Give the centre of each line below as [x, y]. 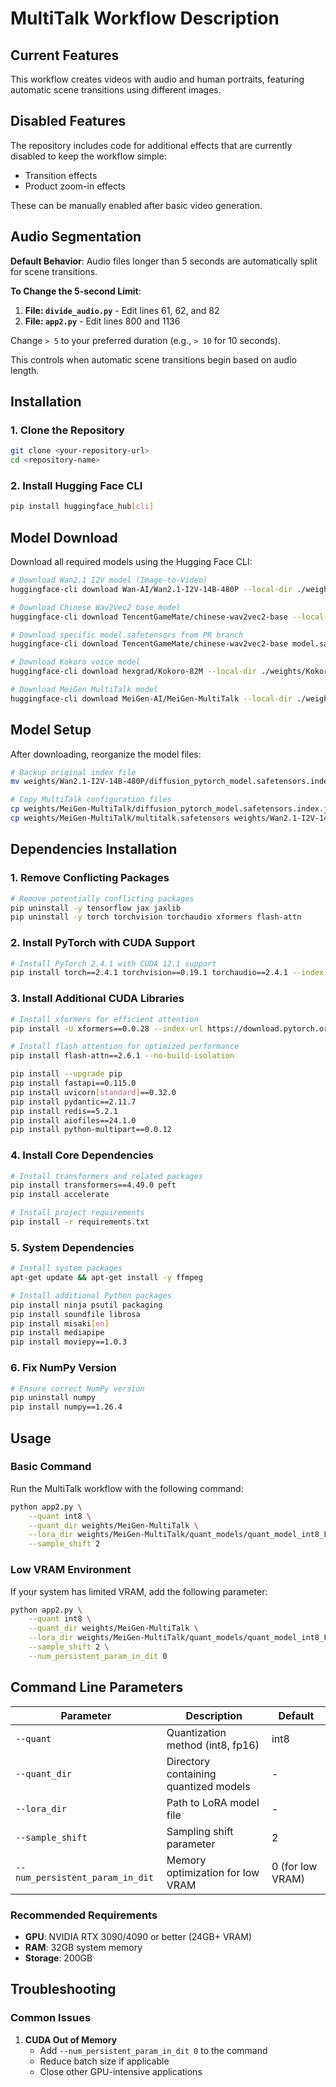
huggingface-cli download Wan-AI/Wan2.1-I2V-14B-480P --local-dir [151, 589]
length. [25, 370]
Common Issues [51, 2018]
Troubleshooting [63, 1989]
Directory [188, 1761]
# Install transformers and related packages [106, 1176]
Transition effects [61, 175]
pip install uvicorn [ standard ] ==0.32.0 [93, 1092]
